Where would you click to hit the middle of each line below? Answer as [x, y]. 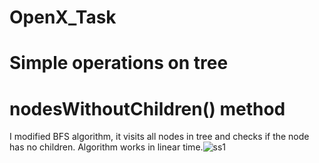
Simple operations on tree [119, 63]
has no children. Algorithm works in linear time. [106, 147]
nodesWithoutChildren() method [147, 108]
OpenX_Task [63, 17]
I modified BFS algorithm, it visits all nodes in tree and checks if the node [159, 137]
